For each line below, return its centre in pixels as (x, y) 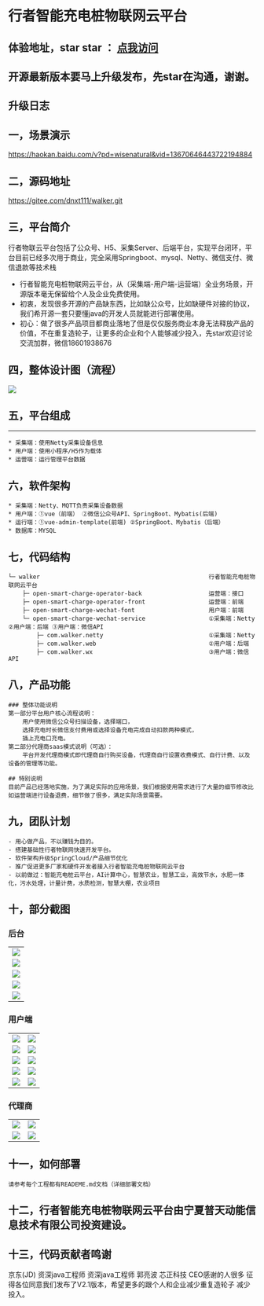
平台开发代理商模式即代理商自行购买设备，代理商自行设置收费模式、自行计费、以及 (136, 755)
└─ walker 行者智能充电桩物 (132, 577)
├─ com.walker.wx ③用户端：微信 (143, 652)
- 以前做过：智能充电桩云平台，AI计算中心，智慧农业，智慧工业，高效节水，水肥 (121, 875)
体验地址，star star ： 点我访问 (83, 48)
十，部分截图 (39, 910)
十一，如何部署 (44, 1164)
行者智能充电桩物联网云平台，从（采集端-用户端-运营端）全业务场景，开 (136, 284)
